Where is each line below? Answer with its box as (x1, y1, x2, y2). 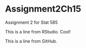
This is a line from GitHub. (5, 38, 58, 44)
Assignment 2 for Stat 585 (5, 19, 58, 25)
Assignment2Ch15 (5, 3, 82, 15)
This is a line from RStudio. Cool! (5, 29, 71, 34)
